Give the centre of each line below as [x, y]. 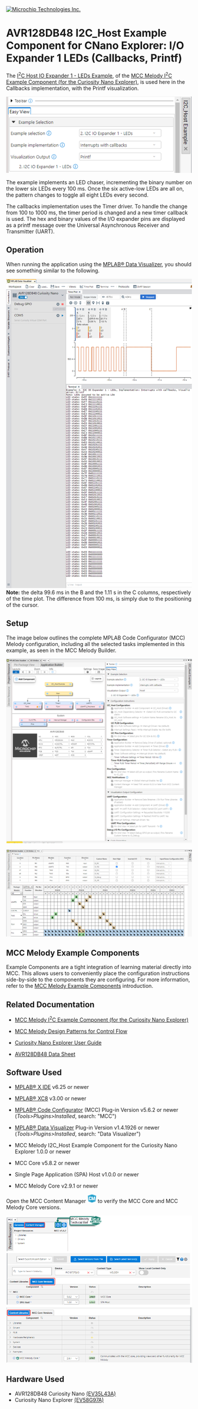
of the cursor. [23, 605]
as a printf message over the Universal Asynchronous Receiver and [88, 225]
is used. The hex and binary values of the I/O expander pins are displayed [96, 218]
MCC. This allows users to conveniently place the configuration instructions [98, 973]
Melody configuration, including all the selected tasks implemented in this [95, 644]
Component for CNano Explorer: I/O [95, 46]
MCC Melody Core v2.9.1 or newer [56, 1186]
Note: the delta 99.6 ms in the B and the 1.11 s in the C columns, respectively [99, 592]
